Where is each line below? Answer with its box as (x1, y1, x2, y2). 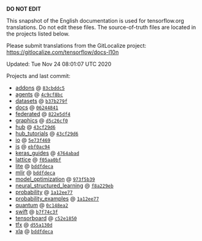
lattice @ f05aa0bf (15, 156, 61, 163)
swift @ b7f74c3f (15, 208, 58, 215)
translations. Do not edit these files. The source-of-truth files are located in (6, 24, 196, 31)
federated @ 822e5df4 (15, 110, 71, 117)
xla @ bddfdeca (15, 228, 53, 235)
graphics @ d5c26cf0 (15, 117, 68, 124)
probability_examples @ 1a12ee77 (15, 195, 99, 202)
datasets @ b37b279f (15, 98, 68, 104)
